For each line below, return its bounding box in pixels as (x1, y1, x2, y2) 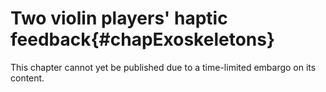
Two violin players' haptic (10, 7, 228, 30)
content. (10, 72, 45, 84)
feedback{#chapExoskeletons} (10, 28, 276, 51)
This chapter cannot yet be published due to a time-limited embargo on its (10, 61, 317, 73)
